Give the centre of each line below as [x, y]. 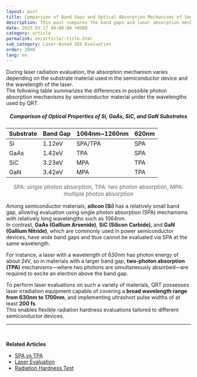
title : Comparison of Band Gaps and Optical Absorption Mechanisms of [94, 17]
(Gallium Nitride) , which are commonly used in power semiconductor [90, 231]
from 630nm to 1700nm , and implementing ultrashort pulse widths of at [93, 297]
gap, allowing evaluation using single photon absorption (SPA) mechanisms [97, 212]
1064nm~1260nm [102, 134]
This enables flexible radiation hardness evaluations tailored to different [92, 310]
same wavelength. [28, 243]
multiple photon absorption [98, 194]
